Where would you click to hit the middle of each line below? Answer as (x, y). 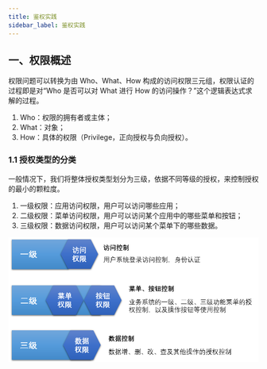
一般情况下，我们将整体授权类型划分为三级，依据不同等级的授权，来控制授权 (133, 179)
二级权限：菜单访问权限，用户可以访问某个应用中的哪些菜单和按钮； (131, 215)
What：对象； (43, 128)
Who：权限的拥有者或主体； (66, 117)
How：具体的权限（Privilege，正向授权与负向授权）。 (106, 137)
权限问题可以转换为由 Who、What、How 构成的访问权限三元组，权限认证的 (131, 81)
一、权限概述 (40, 60)
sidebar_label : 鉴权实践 (47, 25)
